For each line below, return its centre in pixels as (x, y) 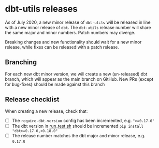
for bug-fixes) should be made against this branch (55, 84)
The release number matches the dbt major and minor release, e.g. (79, 135)
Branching (21, 62)
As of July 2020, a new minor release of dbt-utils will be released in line (78, 22)
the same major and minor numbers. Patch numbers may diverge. (70, 32)
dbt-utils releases (41, 9)
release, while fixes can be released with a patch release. (62, 47)
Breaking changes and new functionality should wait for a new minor (73, 42)
